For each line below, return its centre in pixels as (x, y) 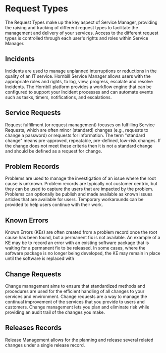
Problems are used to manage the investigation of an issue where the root (81, 178)
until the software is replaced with (40, 258)
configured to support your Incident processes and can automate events (79, 92)
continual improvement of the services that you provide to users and (75, 302)
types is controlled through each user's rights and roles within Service (77, 38)
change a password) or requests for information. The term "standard (75, 135)
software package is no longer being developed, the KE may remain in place (83, 253)
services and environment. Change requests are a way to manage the (76, 297)
